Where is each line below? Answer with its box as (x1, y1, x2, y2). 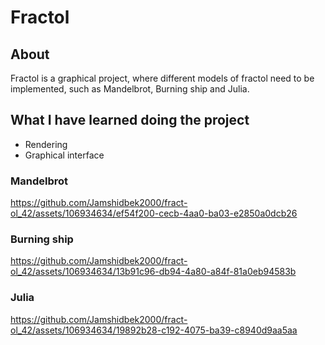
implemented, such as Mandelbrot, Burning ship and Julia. (10, 83, 250, 95)
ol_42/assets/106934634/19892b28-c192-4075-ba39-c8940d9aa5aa (10, 324, 298, 336)
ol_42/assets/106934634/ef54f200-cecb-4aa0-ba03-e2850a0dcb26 (10, 207, 298, 220)
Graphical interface (24, 149, 105, 161)
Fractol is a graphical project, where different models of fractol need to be (10, 72, 315, 84)
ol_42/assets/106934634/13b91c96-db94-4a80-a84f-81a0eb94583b (10, 266, 297, 278)
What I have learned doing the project (10, 112, 250, 129)
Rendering (24, 138, 68, 150)
